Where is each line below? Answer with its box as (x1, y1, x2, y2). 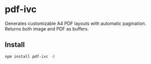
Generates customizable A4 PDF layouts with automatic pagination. (5, 20, 146, 26)
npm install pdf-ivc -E (5, 54, 56, 59)
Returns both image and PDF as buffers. (5, 25, 89, 31)
